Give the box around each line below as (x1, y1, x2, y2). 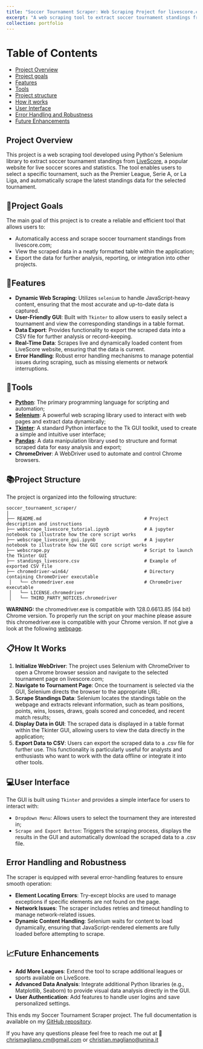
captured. (14, 307, 40, 314)
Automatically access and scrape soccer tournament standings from (14, 235, 186, 242)
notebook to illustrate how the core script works (6, 531, 137, 538)
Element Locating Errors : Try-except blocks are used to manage (14, 891, 176, 898)
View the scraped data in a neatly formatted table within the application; (14, 247, 195, 255)
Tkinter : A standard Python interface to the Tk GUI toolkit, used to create (14, 424, 197, 431)
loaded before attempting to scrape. (14, 930, 105, 937)
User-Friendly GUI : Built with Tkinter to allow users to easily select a (14, 313, 187, 320)
